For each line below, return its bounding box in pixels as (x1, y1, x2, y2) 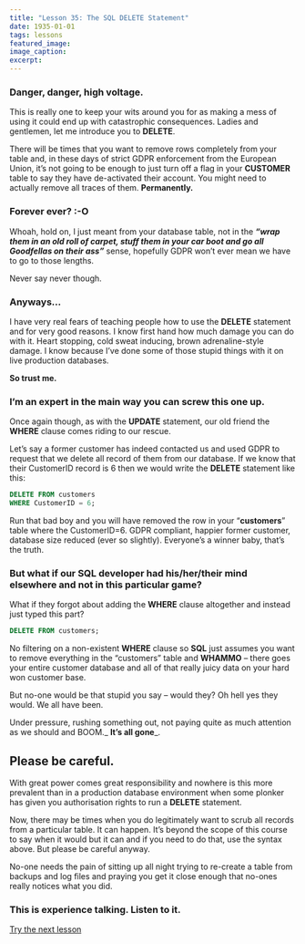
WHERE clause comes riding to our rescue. (9, 426, 171, 437)
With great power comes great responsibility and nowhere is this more (9, 777, 273, 788)
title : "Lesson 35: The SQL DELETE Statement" (9, 13, 189, 23)
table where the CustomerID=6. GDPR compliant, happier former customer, (9, 524, 291, 535)
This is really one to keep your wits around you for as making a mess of (9, 107, 278, 118)
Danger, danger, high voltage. (9, 86, 144, 99)
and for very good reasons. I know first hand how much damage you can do (9, 326, 294, 337)
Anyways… (9, 296, 62, 308)
